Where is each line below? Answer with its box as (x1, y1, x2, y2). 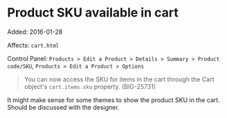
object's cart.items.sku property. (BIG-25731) (24, 82, 156, 90)
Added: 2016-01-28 (7, 28, 63, 36)
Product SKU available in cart (7, 5, 179, 21)
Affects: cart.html (7, 41, 60, 49)
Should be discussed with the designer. (7, 103, 120, 111)
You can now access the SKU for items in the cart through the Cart (24, 75, 215, 83)
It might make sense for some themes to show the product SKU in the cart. (7, 95, 220, 104)
